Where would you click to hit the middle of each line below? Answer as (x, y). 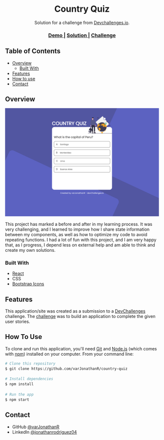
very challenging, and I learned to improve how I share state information (77, 229)
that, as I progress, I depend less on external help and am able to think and (80, 245)
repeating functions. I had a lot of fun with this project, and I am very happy (81, 240)
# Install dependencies (29, 379)
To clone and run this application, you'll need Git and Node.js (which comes (81, 348)
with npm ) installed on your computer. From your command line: (70, 354)
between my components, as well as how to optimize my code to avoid (76, 234)
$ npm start (17, 400)
